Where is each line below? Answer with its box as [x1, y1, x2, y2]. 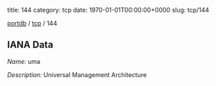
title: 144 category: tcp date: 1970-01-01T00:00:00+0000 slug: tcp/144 [7, 6, 210, 14]
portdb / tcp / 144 [7, 19, 58, 27]
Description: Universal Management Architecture [7, 70, 147, 78]
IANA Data [7, 39, 53, 51]
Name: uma [7, 57, 40, 65]
